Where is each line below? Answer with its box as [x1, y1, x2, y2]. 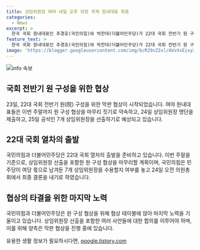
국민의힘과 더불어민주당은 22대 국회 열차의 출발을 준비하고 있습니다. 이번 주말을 [6, 151, 190, 158]
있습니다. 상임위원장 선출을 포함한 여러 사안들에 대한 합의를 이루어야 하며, [21, 217, 192, 224]
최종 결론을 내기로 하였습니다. [21, 174, 90, 181]
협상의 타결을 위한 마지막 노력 [6, 193, 108, 203]
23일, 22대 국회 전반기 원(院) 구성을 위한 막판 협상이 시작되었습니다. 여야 [6, 101, 176, 108]
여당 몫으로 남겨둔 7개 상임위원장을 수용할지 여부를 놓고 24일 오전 [21, 166, 174, 173]
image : [6, 48, 23, 54]
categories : [6, 14, 36, 20]
